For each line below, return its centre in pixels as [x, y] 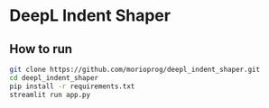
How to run [41, 49]
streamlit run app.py [50, 94]
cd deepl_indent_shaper [54, 77]
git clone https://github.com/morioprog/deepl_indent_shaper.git [134, 69]
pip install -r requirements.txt [72, 86]
